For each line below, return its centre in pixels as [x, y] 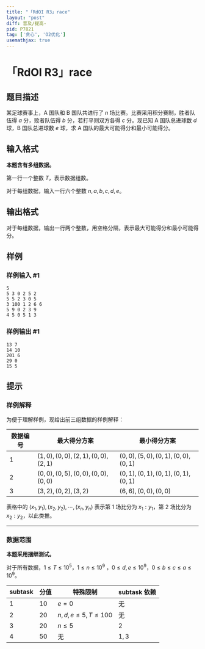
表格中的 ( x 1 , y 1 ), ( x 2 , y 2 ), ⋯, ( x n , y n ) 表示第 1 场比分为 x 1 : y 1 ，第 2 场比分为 [99, 508]
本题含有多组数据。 [31, 165]
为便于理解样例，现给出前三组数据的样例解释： [65, 419]
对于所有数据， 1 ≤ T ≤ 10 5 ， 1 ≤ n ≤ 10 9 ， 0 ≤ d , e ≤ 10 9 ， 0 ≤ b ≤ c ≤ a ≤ [99, 567]
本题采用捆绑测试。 [31, 554]
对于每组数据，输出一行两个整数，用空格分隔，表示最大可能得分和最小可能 [100, 228]
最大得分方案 [75, 441]
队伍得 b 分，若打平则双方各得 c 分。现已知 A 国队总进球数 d [121, 120]
